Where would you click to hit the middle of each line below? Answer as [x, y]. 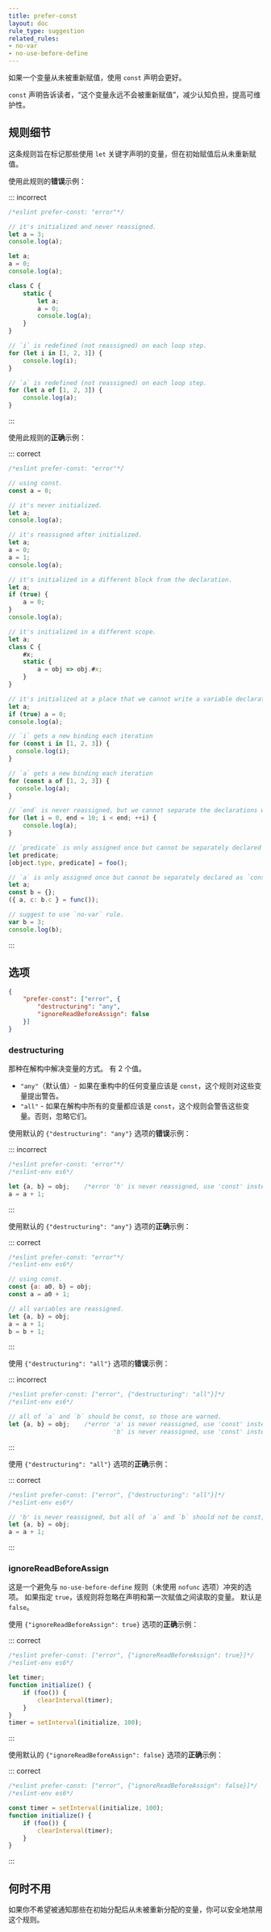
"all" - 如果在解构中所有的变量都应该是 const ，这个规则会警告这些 [131, 1106]
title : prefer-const [43, 16]
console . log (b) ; [35, 930]
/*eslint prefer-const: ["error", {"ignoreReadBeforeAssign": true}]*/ [131, 1655]
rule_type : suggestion [46, 31]
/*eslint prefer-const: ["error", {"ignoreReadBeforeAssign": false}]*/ [133, 1786]
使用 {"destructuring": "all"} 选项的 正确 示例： [89, 1464]
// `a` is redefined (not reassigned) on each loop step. [108, 383]
